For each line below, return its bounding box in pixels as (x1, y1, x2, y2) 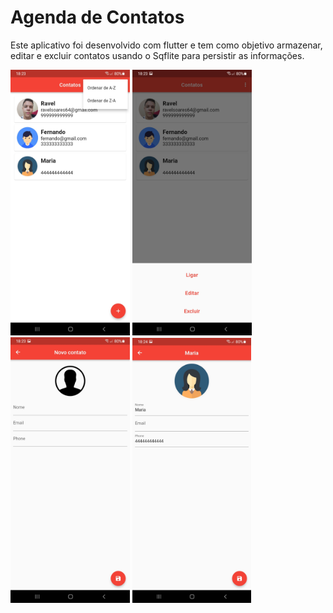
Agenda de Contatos (10, 6, 185, 29)
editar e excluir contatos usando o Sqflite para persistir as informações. (10, 49, 305, 61)
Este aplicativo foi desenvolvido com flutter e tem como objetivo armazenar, (10, 39, 323, 51)
